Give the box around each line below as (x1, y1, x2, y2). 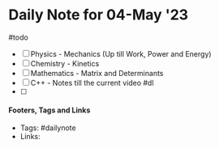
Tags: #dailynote (19, 123, 76, 133)
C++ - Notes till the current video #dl (30, 78, 154, 87)
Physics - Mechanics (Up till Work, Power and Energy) (30, 49, 213, 58)
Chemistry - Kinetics (30, 58, 100, 68)
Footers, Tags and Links (8, 105, 91, 115)
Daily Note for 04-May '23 (8, 6, 189, 24)
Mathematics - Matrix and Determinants (30, 68, 164, 78)
